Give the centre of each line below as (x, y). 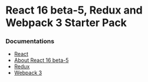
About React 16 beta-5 (41, 60)
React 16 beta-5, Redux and (74, 10)
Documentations (30, 41)
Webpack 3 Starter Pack (66, 23)
